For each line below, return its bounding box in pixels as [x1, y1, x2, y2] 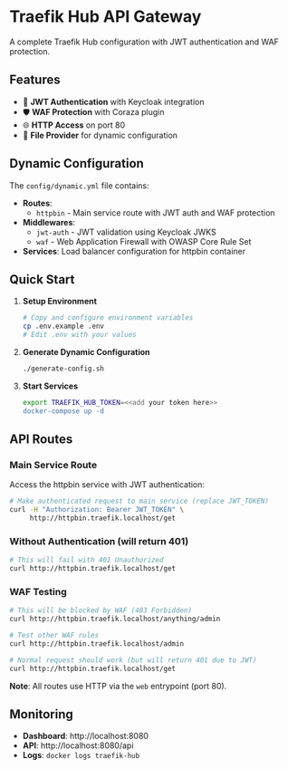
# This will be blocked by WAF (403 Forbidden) [9, 606, 193, 615]
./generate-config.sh [22, 364, 104, 373]
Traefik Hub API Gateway [9, 6, 202, 27]
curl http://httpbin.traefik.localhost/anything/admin [9, 614, 221, 624]
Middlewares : [22, 216, 75, 227]
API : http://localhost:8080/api [22, 740, 134, 751]
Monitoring [9, 707, 74, 722]
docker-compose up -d [22, 406, 104, 416]
